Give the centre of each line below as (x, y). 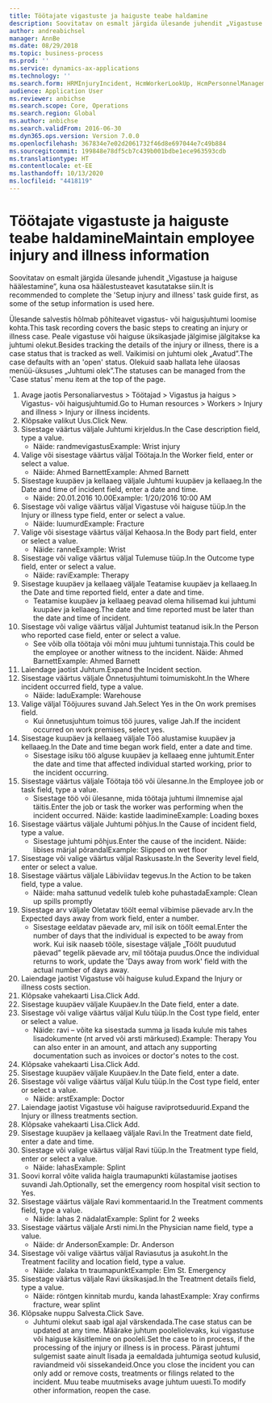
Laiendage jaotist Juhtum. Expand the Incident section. (111, 669)
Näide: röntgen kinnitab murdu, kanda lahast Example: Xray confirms (146, 1296)
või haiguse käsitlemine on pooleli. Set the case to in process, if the (144, 1338)
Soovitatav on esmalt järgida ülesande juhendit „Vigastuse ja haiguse (123, 277)
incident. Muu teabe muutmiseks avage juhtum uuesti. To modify (139, 1381)
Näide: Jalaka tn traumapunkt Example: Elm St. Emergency (130, 1270)
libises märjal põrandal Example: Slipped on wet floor (120, 850)
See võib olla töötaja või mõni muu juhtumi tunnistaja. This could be (144, 644)
